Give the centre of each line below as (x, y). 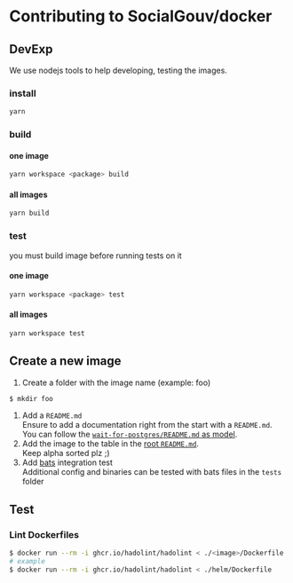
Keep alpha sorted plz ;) (66, 453)
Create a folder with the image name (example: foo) (116, 382)
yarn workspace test (48, 333)
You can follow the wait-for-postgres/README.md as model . (130, 434)
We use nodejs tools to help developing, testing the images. (119, 70)
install (23, 93)
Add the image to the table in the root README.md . (111, 444)
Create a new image (65, 361)
